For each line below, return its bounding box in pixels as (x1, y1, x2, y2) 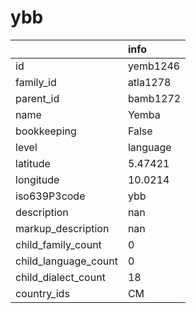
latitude (15, 156, 51, 170)
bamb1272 (127, 91, 182, 105)
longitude (15, 172, 60, 186)
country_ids (15, 286, 70, 300)
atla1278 (127, 75, 172, 89)
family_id (15, 75, 57, 89)
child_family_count (15, 237, 102, 251)
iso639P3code (15, 189, 86, 203)
